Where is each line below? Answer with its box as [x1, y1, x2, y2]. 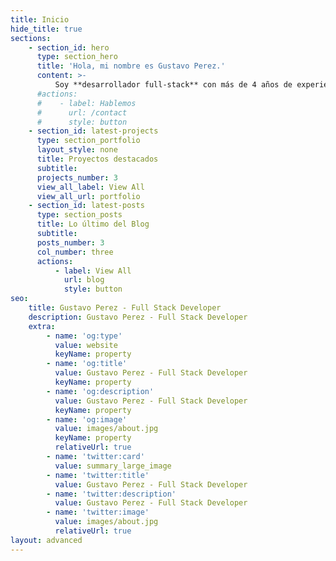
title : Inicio [10, 14, 70, 25]
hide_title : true [10, 24, 83, 34]
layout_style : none [36, 145, 118, 155]
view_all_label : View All [36, 182, 145, 192]
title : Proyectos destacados [36, 154, 159, 164]
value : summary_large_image [54, 461, 172, 471]
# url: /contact [36, 107, 128, 118]
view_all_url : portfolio [36, 191, 141, 201]
